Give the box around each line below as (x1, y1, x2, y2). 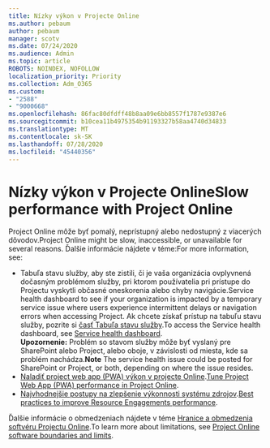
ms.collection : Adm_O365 (8, 80, 92, 88)
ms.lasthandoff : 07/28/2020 (8, 140, 104, 149)
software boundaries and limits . (8, 431, 114, 441)
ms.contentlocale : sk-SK (8, 132, 92, 140)
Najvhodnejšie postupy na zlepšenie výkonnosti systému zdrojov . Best (19, 389, 254, 398)
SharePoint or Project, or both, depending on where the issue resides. (19, 363, 254, 373)
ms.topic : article (8, 58, 71, 66)
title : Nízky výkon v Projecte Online (8, 11, 139, 20)
